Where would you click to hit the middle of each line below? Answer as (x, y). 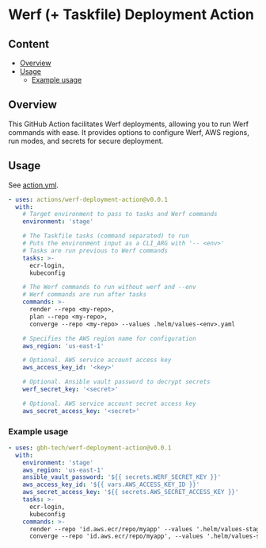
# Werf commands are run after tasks (85, 295)
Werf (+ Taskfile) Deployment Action (131, 15)
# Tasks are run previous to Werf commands (95, 251)
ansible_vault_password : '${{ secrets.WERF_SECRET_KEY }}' (122, 477)
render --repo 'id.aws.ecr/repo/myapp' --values (111, 529)
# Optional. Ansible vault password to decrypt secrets (117, 382)
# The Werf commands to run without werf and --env (109, 288)
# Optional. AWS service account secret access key (109, 403)
